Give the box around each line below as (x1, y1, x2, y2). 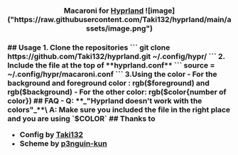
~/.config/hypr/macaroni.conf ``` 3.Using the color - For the (7, 69, 217, 79)
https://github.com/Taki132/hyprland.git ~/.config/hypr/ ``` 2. (7, 51, 225, 61)
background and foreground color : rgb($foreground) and (7, 77, 210, 87)
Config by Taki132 (19, 130, 84, 140)
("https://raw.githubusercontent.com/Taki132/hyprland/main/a (7, 14, 232, 24)
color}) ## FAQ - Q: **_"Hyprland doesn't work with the (7, 95, 202, 105)
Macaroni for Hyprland (63, 6, 144, 16)
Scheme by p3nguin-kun (19, 139, 108, 149)
